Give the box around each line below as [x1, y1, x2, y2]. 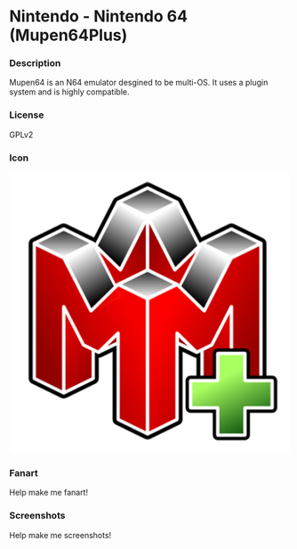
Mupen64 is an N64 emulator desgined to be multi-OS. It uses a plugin [9, 78, 269, 88]
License [9, 109, 44, 121]
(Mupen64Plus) [9, 25, 128, 45]
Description [9, 57, 61, 70]
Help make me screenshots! [9, 529, 112, 540]
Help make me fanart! [9, 488, 89, 498]
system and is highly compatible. [9, 86, 130, 97]
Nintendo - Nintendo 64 [9, 6, 189, 27]
